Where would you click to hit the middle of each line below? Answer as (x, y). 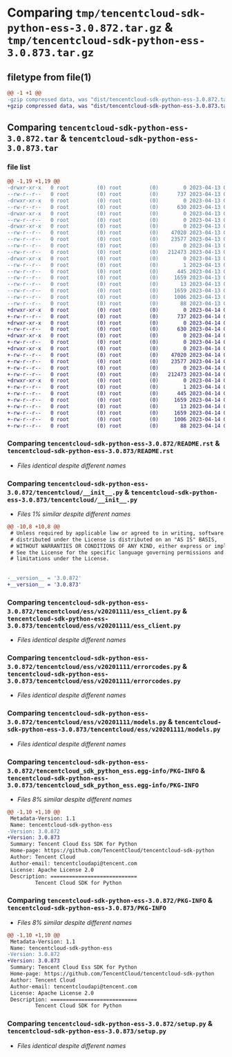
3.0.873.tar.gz (51, 53)
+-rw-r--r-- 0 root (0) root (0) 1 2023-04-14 (114, 387)
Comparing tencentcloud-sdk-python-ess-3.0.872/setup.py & (110, 1024)
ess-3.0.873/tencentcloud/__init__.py (72, 500)
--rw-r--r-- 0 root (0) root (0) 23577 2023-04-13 (114, 239)
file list (19, 167)
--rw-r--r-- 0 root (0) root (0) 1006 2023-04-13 (114, 297)
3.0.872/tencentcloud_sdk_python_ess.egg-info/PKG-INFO (103, 771)
